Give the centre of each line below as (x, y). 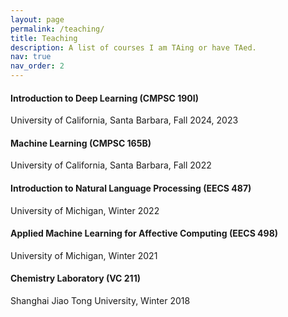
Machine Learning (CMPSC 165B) (81, 143)
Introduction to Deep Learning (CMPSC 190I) (104, 98)
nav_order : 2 (37, 66)
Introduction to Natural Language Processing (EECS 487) (131, 188)
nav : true (31, 57)
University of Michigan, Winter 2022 (85, 210)
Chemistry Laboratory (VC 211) (75, 278)
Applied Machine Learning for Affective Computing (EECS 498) (144, 233)
